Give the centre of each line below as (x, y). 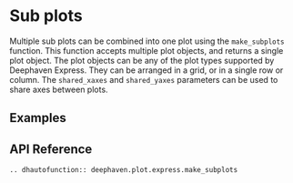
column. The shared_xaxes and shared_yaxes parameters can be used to (144, 79)
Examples (38, 118)
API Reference (51, 149)
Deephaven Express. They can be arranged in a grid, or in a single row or (146, 70)
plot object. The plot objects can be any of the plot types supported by (142, 60)
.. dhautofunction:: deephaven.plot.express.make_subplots (124, 170)
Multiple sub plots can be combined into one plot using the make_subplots (147, 41)
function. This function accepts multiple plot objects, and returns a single (146, 50)
